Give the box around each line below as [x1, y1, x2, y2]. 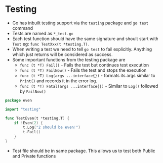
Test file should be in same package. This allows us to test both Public [12, 148, 156, 154]
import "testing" [5, 107, 41, 112]
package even [5, 98, 32, 103]
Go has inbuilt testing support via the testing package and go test [12, 20, 149, 26]
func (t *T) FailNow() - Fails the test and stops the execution [19, 67, 147, 73]
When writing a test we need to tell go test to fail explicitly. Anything [12, 46, 152, 52]
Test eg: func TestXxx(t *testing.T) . [12, 41, 89, 47]
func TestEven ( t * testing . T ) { [5, 115, 70, 121]
